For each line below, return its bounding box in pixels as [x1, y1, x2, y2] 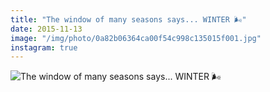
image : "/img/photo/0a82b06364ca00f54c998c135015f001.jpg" [10, 33, 262, 43]
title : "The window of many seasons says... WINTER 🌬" [10, 14, 247, 25]
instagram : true [10, 42, 78, 53]
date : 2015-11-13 [10, 24, 83, 34]
